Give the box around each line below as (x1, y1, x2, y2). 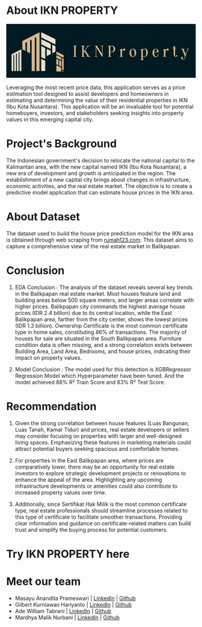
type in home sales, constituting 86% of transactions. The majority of (14, 328, 187, 335)
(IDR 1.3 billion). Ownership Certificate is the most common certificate (14, 322, 188, 329)
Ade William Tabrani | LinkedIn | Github (14, 608, 112, 615)
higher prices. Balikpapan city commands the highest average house (14, 302, 185, 310)
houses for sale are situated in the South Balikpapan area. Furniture (14, 335, 182, 342)
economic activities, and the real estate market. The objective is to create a (6, 182, 192, 190)
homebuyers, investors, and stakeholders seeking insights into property (6, 110, 184, 117)
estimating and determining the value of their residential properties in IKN (6, 97, 188, 104)
